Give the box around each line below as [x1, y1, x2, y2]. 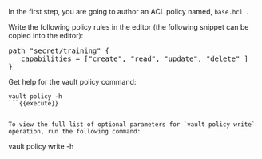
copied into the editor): [8, 31, 84, 40]
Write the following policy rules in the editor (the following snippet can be [8, 22, 249, 31]
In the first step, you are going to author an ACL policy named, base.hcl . [8, 7, 249, 16]
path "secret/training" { [8, 46, 110, 55]
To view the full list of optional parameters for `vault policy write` [8, 121, 256, 129]
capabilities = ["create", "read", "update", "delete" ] [21, 54, 249, 63]
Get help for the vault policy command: [8, 78, 137, 86]
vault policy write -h [8, 141, 74, 151]
